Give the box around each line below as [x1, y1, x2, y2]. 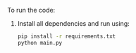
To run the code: [7, 6, 56, 14]
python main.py [17, 39, 63, 46]
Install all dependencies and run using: [17, 20, 130, 27]
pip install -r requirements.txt [17, 33, 116, 40]
